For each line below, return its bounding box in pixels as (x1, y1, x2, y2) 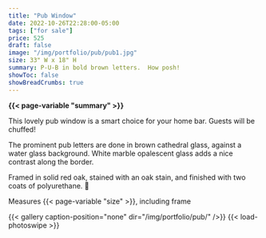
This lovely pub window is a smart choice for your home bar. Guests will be (8, 116, 256, 125)
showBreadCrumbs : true (8, 78, 84, 86)
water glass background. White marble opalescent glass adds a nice (8, 149, 233, 158)
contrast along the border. (8, 157, 94, 166)
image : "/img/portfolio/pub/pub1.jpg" (8, 49, 137, 57)
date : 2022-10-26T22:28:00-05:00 (8, 19, 120, 27)
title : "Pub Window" (8, 11, 77, 20)
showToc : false (8, 71, 59, 79)
